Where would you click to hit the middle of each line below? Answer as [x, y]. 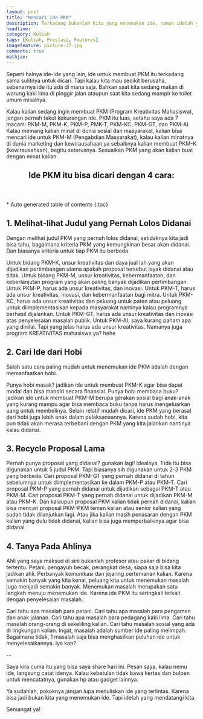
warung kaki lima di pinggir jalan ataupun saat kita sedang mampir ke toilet [99, 93]
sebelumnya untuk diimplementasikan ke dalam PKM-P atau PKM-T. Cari [97, 482]
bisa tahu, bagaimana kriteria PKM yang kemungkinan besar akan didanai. [98, 244]
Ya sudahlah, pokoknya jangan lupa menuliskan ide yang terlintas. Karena [98, 691]
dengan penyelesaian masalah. [45, 599]
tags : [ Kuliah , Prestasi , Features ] [52, 40]
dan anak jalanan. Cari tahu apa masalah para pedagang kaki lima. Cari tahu [101, 617]
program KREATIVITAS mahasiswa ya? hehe [61, 333]
